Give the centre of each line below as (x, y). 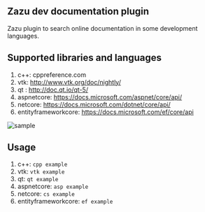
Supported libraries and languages (85, 58)
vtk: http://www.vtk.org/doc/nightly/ (69, 82)
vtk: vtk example (41, 171)
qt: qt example (38, 179)
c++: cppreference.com (51, 75)
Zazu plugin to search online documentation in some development (102, 28)
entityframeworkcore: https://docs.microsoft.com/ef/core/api (105, 112)
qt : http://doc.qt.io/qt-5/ (53, 90)
